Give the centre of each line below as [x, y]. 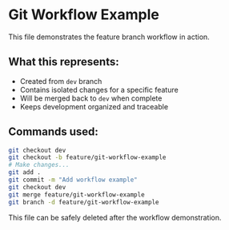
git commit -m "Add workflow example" [73, 180]
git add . [25, 172]
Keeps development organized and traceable [94, 106]
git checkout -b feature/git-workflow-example [87, 157]
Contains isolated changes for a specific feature [99, 89]
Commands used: [53, 132]
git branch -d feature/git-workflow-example [84, 202]
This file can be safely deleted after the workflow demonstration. [115, 217]
